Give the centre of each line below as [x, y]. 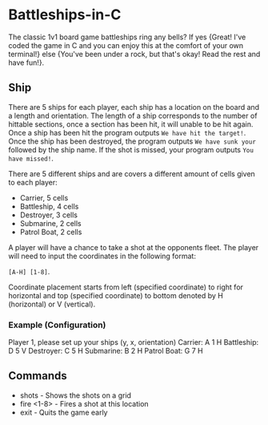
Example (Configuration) [57, 325]
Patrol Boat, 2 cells [51, 232]
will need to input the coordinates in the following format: [102, 256]
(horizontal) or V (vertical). [52, 304]
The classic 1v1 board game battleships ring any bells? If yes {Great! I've [127, 37]
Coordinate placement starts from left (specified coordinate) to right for [126, 287]
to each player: [33, 182]
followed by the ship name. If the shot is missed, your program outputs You [131, 149]
